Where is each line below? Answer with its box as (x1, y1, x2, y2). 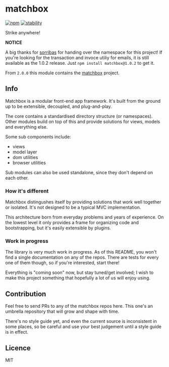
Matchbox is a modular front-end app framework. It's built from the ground (5, 98, 161, 104)
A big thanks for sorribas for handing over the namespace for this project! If (5, 49, 162, 55)
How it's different (5, 187, 49, 194)
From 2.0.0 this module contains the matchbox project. (5, 69, 120, 76)
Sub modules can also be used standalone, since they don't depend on (5, 169, 153, 175)
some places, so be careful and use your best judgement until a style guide (5, 323, 161, 330)
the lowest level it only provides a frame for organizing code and (5, 220, 139, 226)
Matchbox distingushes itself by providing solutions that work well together (5, 199, 161, 205)
